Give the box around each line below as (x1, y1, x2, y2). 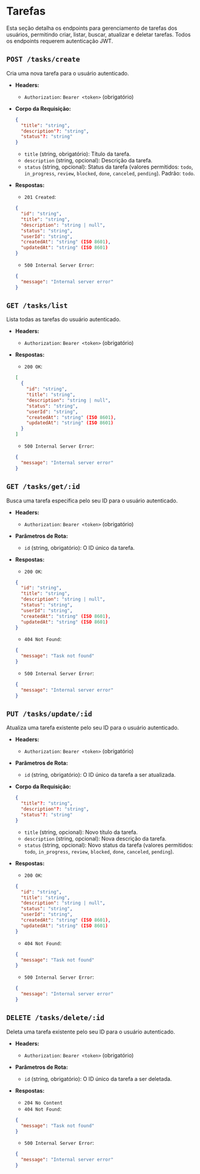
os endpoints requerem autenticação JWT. (6, 37, 114, 44)
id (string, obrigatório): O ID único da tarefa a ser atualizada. (24, 771, 176, 779)
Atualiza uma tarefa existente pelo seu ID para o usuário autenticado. (6, 724, 179, 731)
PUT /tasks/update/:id (6, 710, 92, 718)
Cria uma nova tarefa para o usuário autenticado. (6, 69, 129, 77)
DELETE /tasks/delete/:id (6, 1013, 105, 1023)
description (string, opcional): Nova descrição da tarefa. (24, 835, 167, 842)
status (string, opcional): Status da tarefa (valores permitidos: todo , (24, 163, 193, 171)
